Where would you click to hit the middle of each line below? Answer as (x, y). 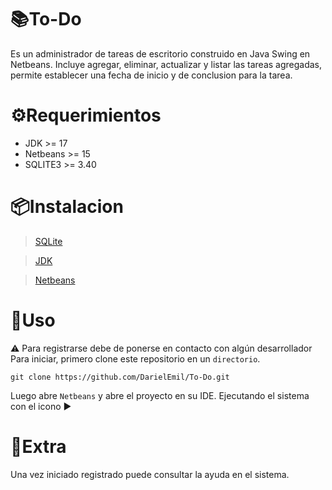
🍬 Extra (38, 446)
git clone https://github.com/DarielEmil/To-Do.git (120, 377)
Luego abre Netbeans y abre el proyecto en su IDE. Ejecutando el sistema (160, 395)
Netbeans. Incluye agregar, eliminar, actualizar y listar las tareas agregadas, (166, 64)
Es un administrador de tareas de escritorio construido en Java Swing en (160, 53)
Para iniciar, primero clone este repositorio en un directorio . (135, 358)
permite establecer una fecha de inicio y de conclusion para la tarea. (151, 75)
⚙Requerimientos (86, 115)
